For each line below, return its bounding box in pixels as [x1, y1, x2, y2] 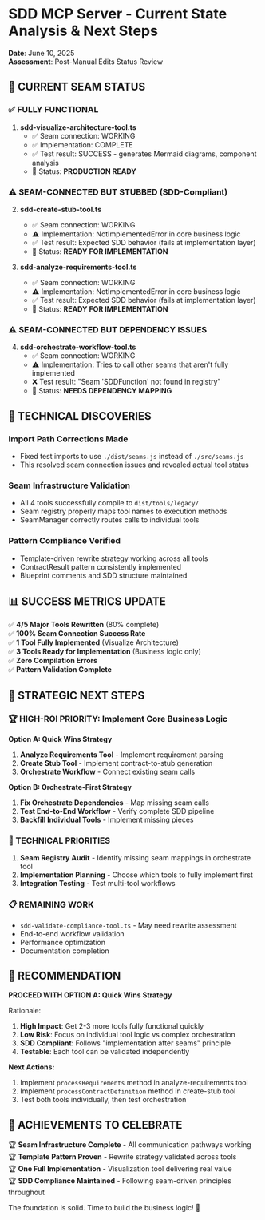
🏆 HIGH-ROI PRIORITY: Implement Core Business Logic [8, 713, 228, 724]
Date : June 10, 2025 [8, 48, 75, 58]
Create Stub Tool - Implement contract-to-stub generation [19, 759, 213, 767]
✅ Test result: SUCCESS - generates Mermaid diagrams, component [31, 149, 257, 159]
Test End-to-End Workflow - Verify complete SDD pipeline [19, 807, 215, 815]
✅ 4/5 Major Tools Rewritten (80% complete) [8, 620, 160, 630]
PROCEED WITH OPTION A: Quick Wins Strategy [8, 990, 172, 1000]
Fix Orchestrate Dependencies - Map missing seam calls [19, 798, 210, 807]
